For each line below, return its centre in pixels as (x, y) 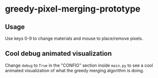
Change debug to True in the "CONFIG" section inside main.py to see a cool (79, 65)
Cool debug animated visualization (58, 54)
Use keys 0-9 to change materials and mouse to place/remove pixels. (74, 38)
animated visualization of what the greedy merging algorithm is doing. (74, 70)
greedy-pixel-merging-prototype (73, 9)
